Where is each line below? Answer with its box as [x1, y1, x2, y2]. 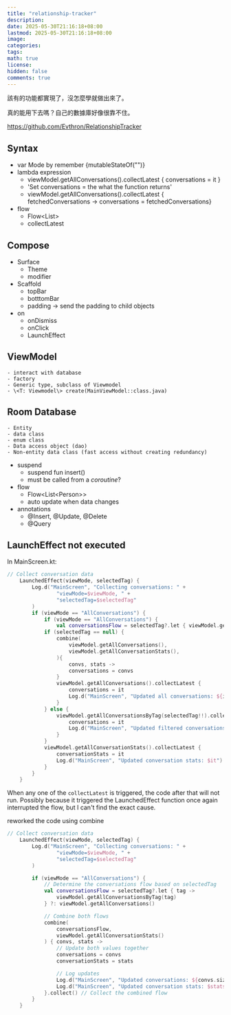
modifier [27, 273, 52, 280]
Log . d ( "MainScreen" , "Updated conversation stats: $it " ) [56, 757, 223, 764]
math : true [7, 55, 38, 62]
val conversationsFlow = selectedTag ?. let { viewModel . [56, 622, 220, 629]
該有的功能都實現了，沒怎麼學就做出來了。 [7, 94, 128, 102]
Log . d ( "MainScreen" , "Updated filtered [68, 725, 184, 732]
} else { [43, 705, 69, 713]
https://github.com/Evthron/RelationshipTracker [7, 122, 142, 131]
